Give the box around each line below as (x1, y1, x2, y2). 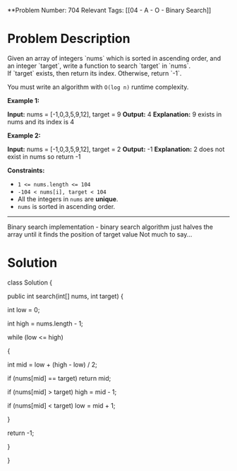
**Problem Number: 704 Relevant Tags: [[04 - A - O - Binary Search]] (7, 6, 212, 14)
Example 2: (7, 131, 41, 140)
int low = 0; (7, 305, 40, 314)
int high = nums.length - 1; (7, 319, 83, 328)
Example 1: (7, 96, 40, 105)
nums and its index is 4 (7, 117, 75, 126)
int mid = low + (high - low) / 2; (7, 360, 97, 369)
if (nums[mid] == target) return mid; (7, 374, 111, 382)
